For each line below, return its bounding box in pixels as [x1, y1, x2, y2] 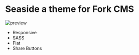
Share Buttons [12, 45, 42, 51]
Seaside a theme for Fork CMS [5, 3, 134, 15]
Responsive [12, 29, 37, 35]
